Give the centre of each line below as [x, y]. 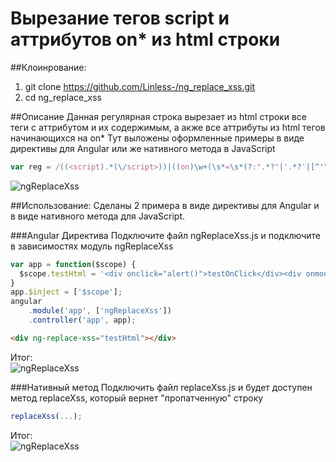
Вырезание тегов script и [120, 18]
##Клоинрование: [48, 67]
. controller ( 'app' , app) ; [82, 320]
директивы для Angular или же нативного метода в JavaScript [143, 148]
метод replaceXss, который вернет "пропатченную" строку [137, 398]
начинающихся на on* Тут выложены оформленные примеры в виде [157, 138]
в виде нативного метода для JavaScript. [97, 216]
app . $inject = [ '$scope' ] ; [66, 292]
